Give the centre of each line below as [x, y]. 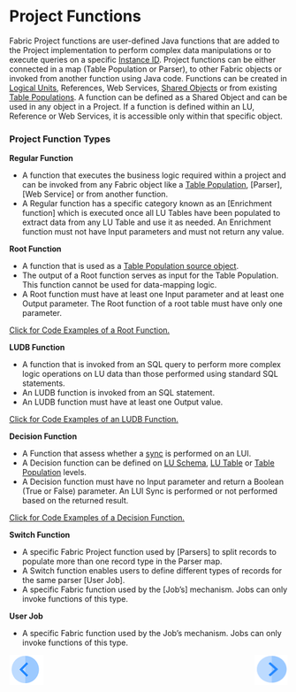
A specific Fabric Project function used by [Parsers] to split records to [149, 552]
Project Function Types [60, 139]
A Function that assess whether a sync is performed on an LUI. [137, 454]
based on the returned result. [75, 501]
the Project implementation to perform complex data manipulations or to [140, 50]
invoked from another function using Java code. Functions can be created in [148, 78]
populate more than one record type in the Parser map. [122, 561]
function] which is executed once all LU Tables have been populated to [151, 213]
